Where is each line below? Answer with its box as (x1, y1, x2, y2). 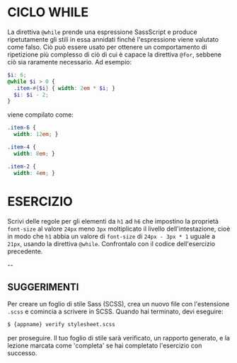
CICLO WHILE (7, 4, 89, 21)
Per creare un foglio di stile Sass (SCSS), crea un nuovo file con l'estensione (7, 300, 230, 309)
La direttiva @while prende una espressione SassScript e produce (7, 28, 197, 36)
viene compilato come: (7, 110, 74, 119)
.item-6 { (7, 125, 37, 132)
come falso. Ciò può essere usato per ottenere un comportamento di (7, 42, 207, 51)
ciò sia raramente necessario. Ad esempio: (7, 57, 132, 66)
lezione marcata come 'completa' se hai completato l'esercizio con (7, 341, 202, 350)
